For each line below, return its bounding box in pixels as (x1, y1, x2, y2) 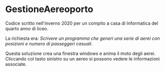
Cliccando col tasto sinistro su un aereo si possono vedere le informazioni (5, 55, 160, 61)
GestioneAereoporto (5, 4, 93, 15)
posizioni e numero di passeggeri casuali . (5, 40, 93, 46)
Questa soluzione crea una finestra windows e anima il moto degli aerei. (5, 50, 156, 56)
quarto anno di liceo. (5, 25, 48, 31)
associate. (5, 61, 27, 67)
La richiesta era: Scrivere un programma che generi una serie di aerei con (5, 35, 160, 41)
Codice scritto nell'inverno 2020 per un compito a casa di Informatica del (5, 20, 158, 26)
